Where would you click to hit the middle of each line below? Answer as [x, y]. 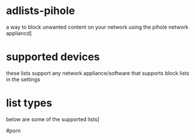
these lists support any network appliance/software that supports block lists [97, 73]
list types [29, 103]
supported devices [53, 57]
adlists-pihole [40, 11]
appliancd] [19, 33]
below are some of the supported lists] [53, 119]
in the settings [23, 79]
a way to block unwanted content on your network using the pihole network [97, 27]
